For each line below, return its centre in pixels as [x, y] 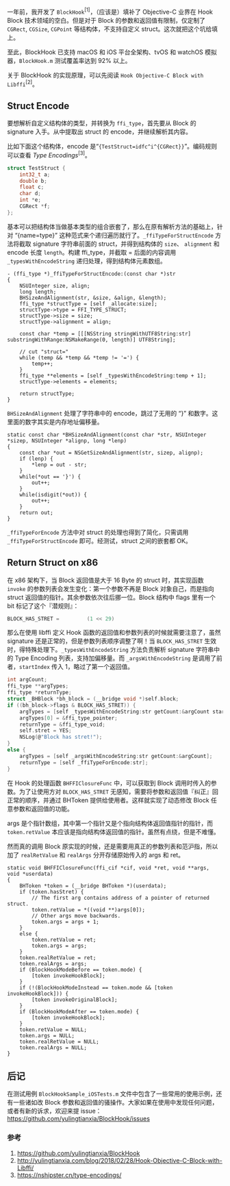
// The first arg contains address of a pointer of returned [121, 898]
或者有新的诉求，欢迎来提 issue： [54, 1111]
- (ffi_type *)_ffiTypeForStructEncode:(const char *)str [91, 274]
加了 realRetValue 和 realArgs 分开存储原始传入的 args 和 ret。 [96, 855]
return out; [36, 513]
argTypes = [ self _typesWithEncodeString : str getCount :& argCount [115, 711]
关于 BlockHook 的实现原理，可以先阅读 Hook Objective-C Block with [105, 75]
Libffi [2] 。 [23, 84]
